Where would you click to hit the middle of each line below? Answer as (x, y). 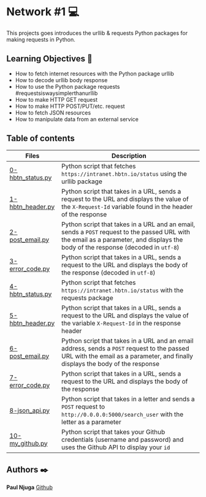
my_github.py (29, 443)
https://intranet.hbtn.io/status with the (122, 290)
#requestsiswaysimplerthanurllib (56, 93)
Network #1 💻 (43, 12)
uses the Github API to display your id (116, 447)
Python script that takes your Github (113, 431)
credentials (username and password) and (122, 439)
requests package (87, 298)
